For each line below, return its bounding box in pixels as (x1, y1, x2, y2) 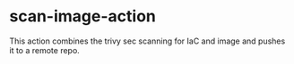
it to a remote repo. (9, 44, 81, 55)
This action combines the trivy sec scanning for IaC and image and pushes (9, 36, 286, 46)
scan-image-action (9, 6, 157, 27)
